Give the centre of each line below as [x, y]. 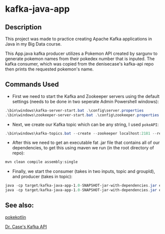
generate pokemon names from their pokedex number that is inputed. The [80, 59]
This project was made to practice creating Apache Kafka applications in [79, 39]
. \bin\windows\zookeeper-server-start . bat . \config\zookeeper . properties [82, 115]
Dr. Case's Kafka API [26, 227]
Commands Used [32, 84]
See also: [20, 205]
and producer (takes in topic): [42, 177]
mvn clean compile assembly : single [41, 162]
